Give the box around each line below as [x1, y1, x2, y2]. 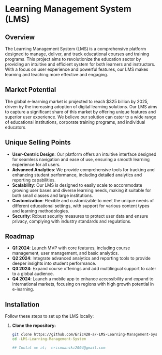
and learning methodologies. [12, 208, 69, 214]
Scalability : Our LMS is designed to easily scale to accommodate [12, 182, 143, 188]
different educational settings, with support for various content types [12, 203, 150, 209]
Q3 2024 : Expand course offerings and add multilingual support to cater [12, 266, 156, 272]
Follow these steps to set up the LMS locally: [5, 313, 94, 319]
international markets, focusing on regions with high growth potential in [12, 281, 154, 287]
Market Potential [5, 86, 57, 94]
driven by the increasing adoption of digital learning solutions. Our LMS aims [5, 103, 158, 110]
